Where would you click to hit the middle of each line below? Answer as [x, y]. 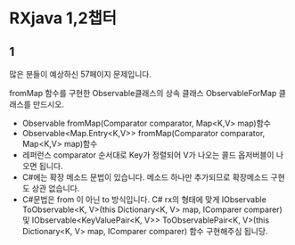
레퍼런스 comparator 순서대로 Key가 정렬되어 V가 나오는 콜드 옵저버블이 [148, 155]
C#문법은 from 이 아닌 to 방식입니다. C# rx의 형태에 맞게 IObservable [144, 200]
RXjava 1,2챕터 [63, 18]
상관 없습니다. [56, 188]
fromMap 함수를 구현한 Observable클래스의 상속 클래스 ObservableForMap [143, 93]
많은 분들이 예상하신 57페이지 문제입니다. [80, 74]
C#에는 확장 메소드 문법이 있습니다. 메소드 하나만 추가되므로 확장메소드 [145, 177]
